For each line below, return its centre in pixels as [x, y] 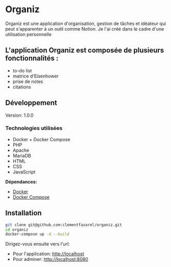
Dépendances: [21, 181]
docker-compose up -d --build [38, 234]
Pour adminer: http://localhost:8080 [50, 259]
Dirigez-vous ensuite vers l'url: [38, 244]
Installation [23, 213]
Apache [21, 150]
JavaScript [24, 172]
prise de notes [28, 81]
